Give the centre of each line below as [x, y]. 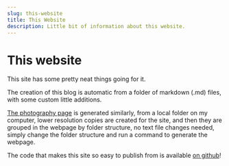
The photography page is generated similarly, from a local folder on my [107, 113]
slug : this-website [35, 13]
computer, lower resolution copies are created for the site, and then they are [115, 120]
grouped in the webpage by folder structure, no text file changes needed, [111, 128]
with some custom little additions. [55, 99]
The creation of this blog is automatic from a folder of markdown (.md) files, [114, 93]
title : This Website [37, 20]
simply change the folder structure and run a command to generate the [107, 135]
